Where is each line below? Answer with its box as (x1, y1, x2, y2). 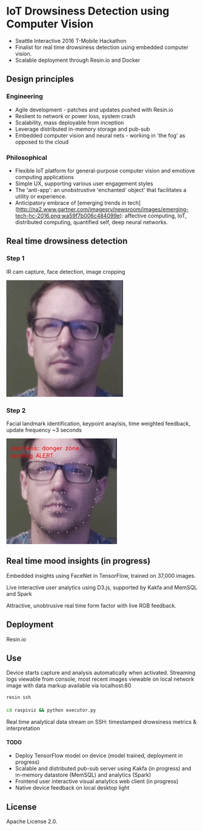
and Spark (6, 590, 32, 597)
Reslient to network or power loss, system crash (15, 112, 136, 119)
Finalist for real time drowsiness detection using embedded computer (15, 44, 189, 51)
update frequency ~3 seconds (6, 426, 82, 434)
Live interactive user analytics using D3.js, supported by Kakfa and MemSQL (6, 583, 198, 591)
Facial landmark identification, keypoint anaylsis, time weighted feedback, (6, 420, 191, 427)
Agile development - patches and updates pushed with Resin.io (15, 106, 174, 113)
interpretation (6, 724, 41, 732)
